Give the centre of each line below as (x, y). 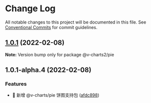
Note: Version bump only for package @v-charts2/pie (60, 54)
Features (16, 84)
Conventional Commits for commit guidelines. (51, 27)
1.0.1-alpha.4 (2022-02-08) (48, 70)
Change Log (30, 9)
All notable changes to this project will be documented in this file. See (76, 22)
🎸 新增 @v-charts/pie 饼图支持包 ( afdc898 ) (56, 95)
